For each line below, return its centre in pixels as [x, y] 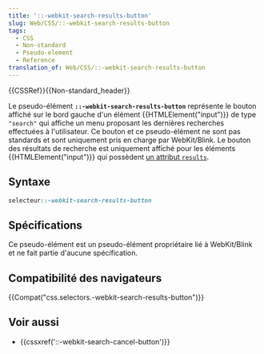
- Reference [36, 61]
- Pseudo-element [44, 53]
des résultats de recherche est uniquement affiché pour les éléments [122, 148]
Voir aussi [34, 322]
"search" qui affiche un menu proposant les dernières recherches [116, 123]
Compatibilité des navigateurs [85, 278]
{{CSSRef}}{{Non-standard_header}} [69, 90]
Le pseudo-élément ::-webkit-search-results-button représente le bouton [132, 105]
